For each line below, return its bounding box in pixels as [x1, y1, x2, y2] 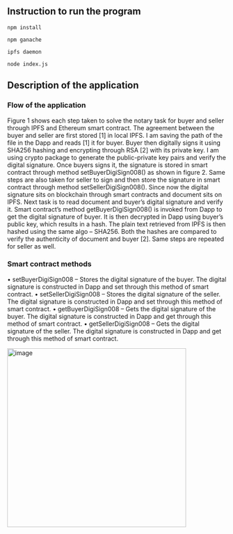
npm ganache [7, 36, 42, 43]
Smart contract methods [7, 259, 92, 269]
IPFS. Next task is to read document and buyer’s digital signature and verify [7, 198, 224, 206]
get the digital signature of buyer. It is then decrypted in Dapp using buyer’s [7, 212, 224, 221]
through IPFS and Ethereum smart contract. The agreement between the [7, 123, 215, 132]
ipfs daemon [7, 48, 42, 55]
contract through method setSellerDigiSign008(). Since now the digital [7, 182, 209, 191]
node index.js [7, 61, 49, 68]
